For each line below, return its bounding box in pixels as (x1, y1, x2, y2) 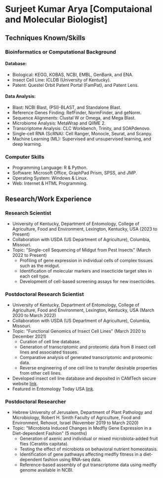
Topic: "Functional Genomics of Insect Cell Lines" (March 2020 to (12, 328, 146, 334)
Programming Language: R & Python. (12, 164, 88, 171)
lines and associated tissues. (19, 349, 79, 355)
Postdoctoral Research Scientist (5, 290, 84, 297)
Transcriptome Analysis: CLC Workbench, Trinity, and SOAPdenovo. (12, 125, 151, 131)
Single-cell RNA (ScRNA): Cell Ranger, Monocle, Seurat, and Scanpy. (12, 130, 153, 136)
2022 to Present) (12, 252, 47, 258)
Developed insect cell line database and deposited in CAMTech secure (12, 375, 157, 381)
